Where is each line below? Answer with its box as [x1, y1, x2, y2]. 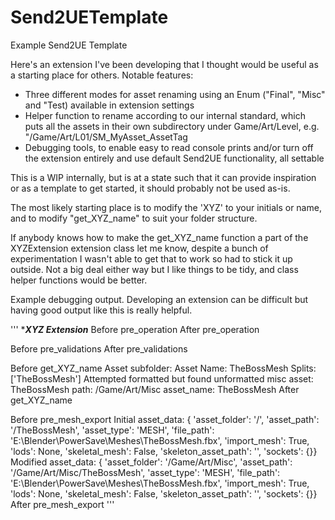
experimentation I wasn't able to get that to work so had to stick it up [10, 252, 293, 265]
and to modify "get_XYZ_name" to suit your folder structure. [10, 212, 258, 224]
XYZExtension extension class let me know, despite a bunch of [10, 242, 269, 254]
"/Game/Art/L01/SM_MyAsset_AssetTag [24, 131, 188, 143]
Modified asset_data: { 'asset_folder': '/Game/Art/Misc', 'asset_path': [10, 456, 293, 468]
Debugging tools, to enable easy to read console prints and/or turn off [24, 141, 314, 153]
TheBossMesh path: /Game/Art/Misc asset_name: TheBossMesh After [10, 383, 300, 395]
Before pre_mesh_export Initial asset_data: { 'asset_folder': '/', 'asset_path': [10, 413, 320, 425]
